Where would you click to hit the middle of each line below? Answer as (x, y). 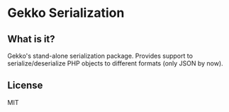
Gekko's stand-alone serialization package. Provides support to (100, 56)
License (25, 86)
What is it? (31, 39)
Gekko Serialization (66, 13)
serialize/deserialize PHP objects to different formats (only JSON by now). (115, 63)
